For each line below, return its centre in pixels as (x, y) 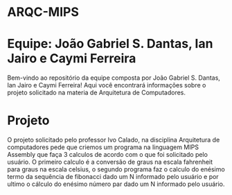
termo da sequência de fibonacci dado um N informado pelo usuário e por (113, 177)
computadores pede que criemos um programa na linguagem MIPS (103, 147)
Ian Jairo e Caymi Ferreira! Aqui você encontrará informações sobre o (107, 85)
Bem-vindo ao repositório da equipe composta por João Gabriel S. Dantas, (114, 78)
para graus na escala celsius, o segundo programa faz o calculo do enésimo (116, 169)
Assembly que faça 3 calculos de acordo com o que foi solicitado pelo (107, 155)
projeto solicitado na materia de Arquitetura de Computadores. (96, 93)
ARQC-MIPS (43, 12)
